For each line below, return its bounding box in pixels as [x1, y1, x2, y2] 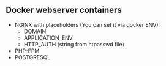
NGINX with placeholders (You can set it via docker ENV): [14, 21, 160, 28]
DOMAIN [23, 28, 47, 35]
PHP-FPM [14, 47, 40, 54]
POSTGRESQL [14, 53, 51, 61]
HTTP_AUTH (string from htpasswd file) [23, 40, 125, 48]
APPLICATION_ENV [23, 34, 73, 42]
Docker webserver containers [6, 5, 122, 15]
